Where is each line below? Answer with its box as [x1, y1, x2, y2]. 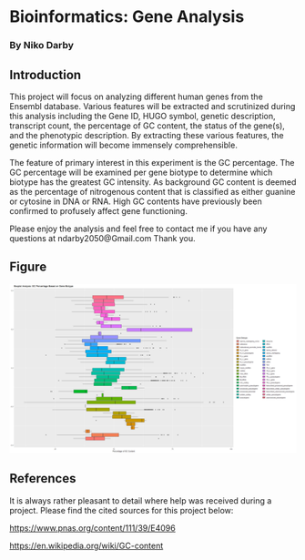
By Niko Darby [9, 39, 75, 52]
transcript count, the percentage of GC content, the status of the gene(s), [9, 120, 285, 131]
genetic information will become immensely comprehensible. [9, 139, 239, 150]
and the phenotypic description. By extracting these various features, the [9, 129, 284, 140]
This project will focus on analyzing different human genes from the [9, 91, 264, 102]
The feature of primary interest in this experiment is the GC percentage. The [9, 157, 295, 168]
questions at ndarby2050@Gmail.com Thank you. [9, 232, 196, 243]
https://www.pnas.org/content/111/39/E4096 [9, 522, 176, 534]
